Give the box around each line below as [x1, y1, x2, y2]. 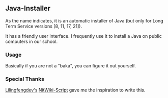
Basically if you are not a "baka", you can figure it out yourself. [5, 63, 136, 69]
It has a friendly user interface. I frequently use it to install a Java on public [5, 33, 162, 39]
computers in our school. [5, 38, 58, 44]
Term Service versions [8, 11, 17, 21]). [5, 23, 82, 29]
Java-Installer [5, 4, 51, 13]
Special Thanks [5, 76, 45, 83]
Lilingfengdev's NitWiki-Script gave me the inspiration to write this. [5, 87, 146, 93]
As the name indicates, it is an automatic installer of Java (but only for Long [5, 17, 164, 23]
